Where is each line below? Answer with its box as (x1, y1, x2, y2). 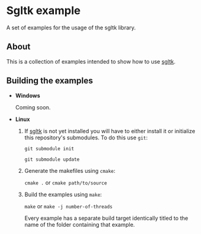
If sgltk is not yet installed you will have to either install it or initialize (24, 127, 195, 134)
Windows (15, 92, 40, 99)
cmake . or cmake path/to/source (24, 178, 107, 186)
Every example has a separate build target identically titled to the (24, 214, 189, 222)
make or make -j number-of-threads (24, 202, 113, 210)
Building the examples (6, 76, 93, 86)
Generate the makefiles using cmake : (24, 167, 116, 174)
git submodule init (24, 145, 75, 152)
